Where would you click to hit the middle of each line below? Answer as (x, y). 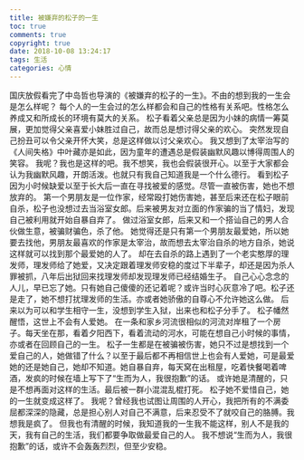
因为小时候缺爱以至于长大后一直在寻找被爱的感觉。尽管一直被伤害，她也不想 (152, 186)
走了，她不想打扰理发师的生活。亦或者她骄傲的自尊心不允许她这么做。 (147, 299)
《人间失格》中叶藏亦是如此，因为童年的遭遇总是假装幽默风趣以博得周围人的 (152, 151)
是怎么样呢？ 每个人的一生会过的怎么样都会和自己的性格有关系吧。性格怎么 (149, 106)
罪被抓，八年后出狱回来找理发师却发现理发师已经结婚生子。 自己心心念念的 (149, 276)
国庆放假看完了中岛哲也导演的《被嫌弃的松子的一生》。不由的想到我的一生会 (150, 95)
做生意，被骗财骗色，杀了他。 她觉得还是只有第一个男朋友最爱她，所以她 (153, 231)
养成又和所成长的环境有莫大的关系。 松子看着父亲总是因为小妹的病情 (137, 118)
